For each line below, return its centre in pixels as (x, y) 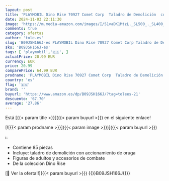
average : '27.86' (23, 104)
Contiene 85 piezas (32, 148)
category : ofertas (24, 33)
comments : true (21, 29)
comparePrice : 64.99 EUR (31, 71)
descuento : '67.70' (26, 99)
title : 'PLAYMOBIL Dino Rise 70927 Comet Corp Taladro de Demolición (81, 15)
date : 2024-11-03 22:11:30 (33, 19)
